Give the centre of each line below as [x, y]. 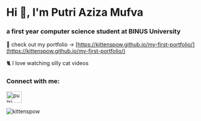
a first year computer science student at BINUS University [94, 32]
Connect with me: [33, 81]
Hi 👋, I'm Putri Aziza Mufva [75, 12]
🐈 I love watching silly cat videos [48, 63]
